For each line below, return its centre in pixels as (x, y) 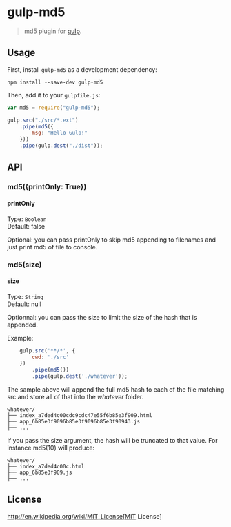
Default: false (26, 226)
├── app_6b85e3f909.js (40, 473)
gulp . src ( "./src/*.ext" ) (43, 120)
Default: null (24, 304)
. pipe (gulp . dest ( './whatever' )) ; (80, 376)
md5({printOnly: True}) (47, 187)
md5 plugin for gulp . (53, 31)
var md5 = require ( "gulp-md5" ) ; (53, 108)
